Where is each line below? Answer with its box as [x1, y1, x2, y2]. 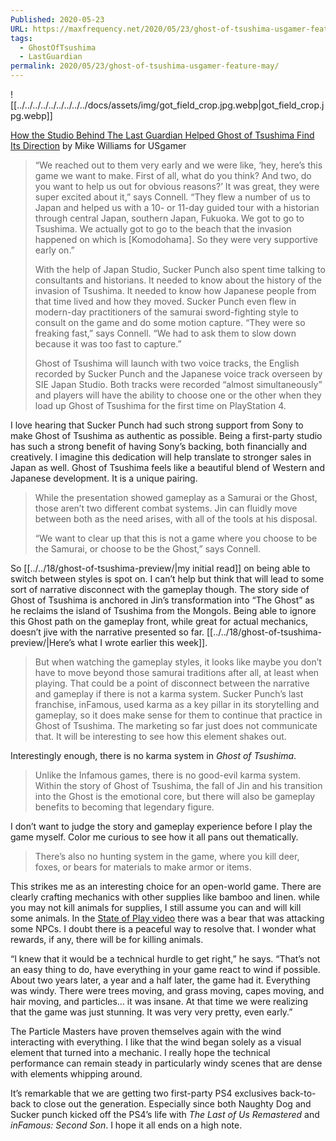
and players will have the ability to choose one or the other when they [34, 389, 322, 401]
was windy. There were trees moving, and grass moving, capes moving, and [10, 985, 325, 996]
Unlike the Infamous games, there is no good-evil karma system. [34, 769, 302, 781]
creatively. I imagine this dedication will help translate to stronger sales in [10, 451, 312, 463]
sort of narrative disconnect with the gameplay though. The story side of [10, 584, 310, 595]
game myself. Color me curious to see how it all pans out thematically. [10, 831, 299, 843]
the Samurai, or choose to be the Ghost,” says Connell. [34, 543, 262, 555]
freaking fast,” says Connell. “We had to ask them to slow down [34, 327, 297, 339]
